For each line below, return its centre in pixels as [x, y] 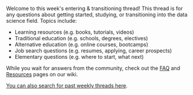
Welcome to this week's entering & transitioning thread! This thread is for [94, 8]
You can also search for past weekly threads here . [67, 86]
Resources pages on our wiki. [42, 74]
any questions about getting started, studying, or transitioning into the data [97, 15]
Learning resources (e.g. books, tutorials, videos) [74, 32]
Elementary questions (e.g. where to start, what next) [79, 57]
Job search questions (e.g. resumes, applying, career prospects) [93, 51]
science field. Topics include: [41, 21]
